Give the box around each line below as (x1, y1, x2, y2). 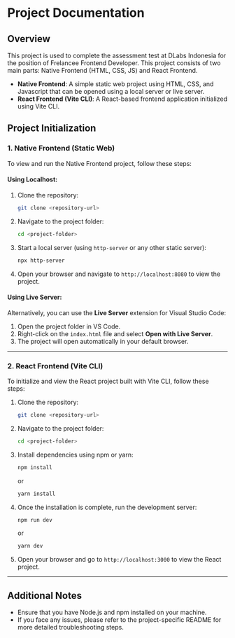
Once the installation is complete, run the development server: (17, 503, 197, 511)
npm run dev (17, 516, 52, 523)
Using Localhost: (7, 175, 58, 183)
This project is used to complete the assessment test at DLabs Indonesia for (7, 51, 227, 60)
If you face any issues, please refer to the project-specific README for (17, 616, 222, 624)
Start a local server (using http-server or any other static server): (17, 243, 206, 251)
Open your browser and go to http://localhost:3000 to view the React (17, 555, 222, 564)
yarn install (17, 490, 56, 497)
